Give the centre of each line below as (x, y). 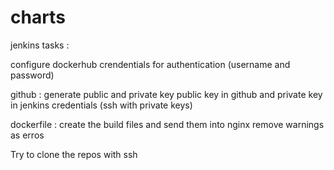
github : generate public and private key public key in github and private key (166, 94)
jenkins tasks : (40, 45)
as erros (27, 135)
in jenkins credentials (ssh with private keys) (101, 105)
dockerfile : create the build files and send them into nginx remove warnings (167, 124)
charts (38, 17)
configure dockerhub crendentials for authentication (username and (150, 64)
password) (32, 75)
